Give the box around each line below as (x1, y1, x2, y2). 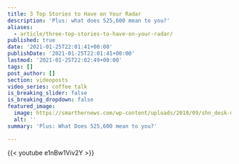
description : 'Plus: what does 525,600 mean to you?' (7, 17, 171, 24)
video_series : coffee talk (7, 83, 87, 90)
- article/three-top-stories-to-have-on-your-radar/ (14, 30, 174, 38)
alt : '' (14, 116, 37, 123)
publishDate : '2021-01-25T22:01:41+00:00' (7, 50, 135, 58)
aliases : (7, 23, 33, 31)
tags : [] (7, 63, 33, 70)
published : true (7, 37, 55, 44)
